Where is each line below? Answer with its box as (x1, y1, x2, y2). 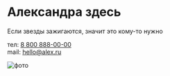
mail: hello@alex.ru (7, 48, 62, 56)
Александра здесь (7, 4, 121, 20)
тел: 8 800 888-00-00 (7, 40, 71, 48)
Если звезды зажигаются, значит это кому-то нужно (7, 27, 163, 35)
